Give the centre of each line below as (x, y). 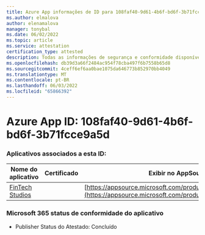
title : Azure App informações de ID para (60, 12)
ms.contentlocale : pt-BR (38, 80)
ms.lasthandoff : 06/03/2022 (42, 86)
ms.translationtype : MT (37, 74)
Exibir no (162, 173)
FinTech (21, 187)
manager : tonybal (28, 29)
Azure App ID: (42, 122)
